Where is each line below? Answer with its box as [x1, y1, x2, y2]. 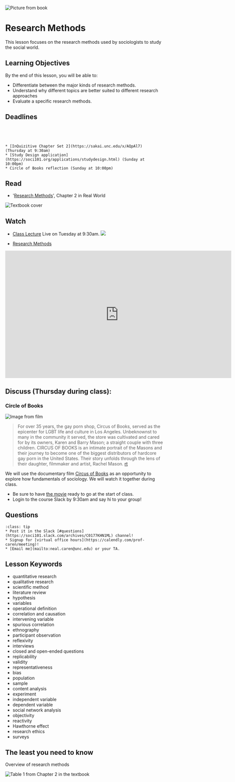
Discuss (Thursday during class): [5, 387, 112, 396]
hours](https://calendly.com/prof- [70, 537, 145, 542]
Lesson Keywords [5, 560, 63, 569]
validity [12, 659, 28, 665]
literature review [12, 589, 46, 595]
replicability [12, 653, 37, 659]
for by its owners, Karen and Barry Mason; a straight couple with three [17, 439, 163, 445]
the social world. [5, 44, 40, 50]
